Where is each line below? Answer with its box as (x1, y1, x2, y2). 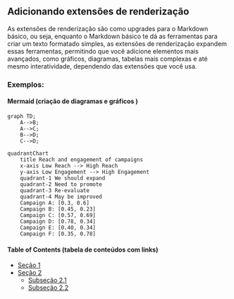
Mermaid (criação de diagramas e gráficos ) (7, 97, 139, 105)
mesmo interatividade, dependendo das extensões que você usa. (7, 61, 197, 70)
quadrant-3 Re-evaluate (20, 187, 90, 194)
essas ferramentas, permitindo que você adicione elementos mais (7, 47, 199, 55)
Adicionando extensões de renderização (7, 6, 190, 18)
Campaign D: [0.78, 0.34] (20, 218, 97, 225)
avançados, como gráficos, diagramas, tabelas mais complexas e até (7, 54, 208, 63)
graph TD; (7, 112, 37, 119)
